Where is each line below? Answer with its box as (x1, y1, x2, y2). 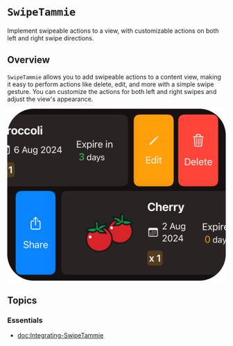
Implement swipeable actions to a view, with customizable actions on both (7, 26, 220, 35)
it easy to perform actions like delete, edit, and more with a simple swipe (7, 80, 214, 88)
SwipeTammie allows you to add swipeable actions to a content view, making (7, 72, 222, 81)
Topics (7, 294, 37, 306)
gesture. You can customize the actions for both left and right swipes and (7, 87, 217, 95)
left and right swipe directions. (7, 33, 94, 42)
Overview (7, 54, 51, 66)
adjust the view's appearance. (7, 95, 94, 103)
